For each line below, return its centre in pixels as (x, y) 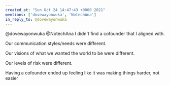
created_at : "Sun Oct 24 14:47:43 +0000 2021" (55, 10)
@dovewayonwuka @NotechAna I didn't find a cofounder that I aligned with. (85, 34)
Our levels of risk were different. (39, 63)
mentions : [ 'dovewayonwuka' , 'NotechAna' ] (51, 15)
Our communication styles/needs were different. (56, 44)
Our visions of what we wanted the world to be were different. (70, 53)
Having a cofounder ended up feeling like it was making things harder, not (82, 73)
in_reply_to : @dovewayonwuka (36, 19)
